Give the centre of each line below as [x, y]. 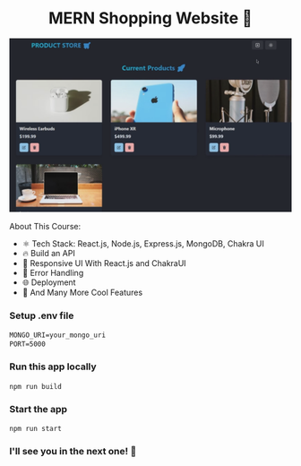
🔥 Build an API [49, 254]
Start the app [39, 409]
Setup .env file [42, 315]
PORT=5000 [28, 344]
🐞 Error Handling [53, 273]
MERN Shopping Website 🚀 [150, 18]
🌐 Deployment [49, 282]
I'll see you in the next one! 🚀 [73, 451]
